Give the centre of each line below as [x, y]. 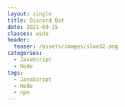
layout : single [30, 14]
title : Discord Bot [36, 20]
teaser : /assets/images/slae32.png [66, 46]
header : [19, 40]
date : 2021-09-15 [33, 27]
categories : [25, 53]
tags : [15, 73]
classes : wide [28, 33]
